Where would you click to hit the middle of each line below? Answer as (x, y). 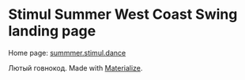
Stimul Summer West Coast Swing (123, 15)
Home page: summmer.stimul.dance (67, 53)
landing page (52, 31)
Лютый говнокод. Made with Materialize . (75, 67)
